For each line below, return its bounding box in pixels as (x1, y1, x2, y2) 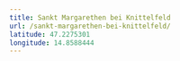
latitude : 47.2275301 (9, 30, 91, 39)
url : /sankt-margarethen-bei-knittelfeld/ (9, 22, 171, 30)
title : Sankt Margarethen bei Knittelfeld (9, 13, 171, 22)
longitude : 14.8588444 (9, 38, 94, 48)
